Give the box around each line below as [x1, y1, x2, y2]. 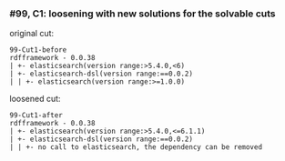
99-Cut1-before [9, 45, 67, 55]
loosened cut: [9, 94, 61, 105]
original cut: [9, 28, 55, 39]
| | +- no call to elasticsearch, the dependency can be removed [9, 143, 262, 152]
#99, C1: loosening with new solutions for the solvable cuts [9, 7, 276, 20]
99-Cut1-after [9, 111, 64, 120]
